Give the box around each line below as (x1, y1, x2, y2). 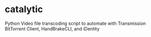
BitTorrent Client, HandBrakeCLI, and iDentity (5, 25, 100, 31)
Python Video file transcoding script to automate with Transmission (5, 20, 146, 26)
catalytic (5, 4, 43, 15)
